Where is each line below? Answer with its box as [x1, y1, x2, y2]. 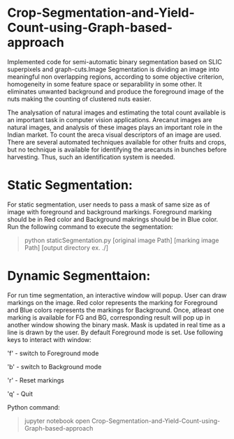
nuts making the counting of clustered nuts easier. [7, 94, 152, 103]
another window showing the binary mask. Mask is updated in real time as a [7, 320, 226, 329]
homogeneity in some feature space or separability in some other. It [7, 80, 203, 88]
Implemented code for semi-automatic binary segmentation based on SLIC [7, 57, 222, 66]
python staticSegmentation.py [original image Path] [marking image [24, 236, 219, 244]
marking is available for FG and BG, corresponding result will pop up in [7, 313, 211, 322]
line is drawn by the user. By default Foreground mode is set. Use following [7, 328, 224, 336]
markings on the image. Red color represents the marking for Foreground [7, 298, 218, 306]
